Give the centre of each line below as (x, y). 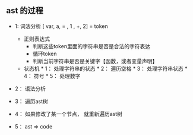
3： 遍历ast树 (31, 101)
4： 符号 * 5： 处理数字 (52, 76)
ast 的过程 (25, 11)
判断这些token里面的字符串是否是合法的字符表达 (91, 46)
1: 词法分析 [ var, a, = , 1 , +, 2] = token (61, 26)
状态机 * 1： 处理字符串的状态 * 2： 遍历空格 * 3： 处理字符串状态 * (105, 68)
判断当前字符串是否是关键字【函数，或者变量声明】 (95, 61)
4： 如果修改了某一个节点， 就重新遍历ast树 (69, 114)
